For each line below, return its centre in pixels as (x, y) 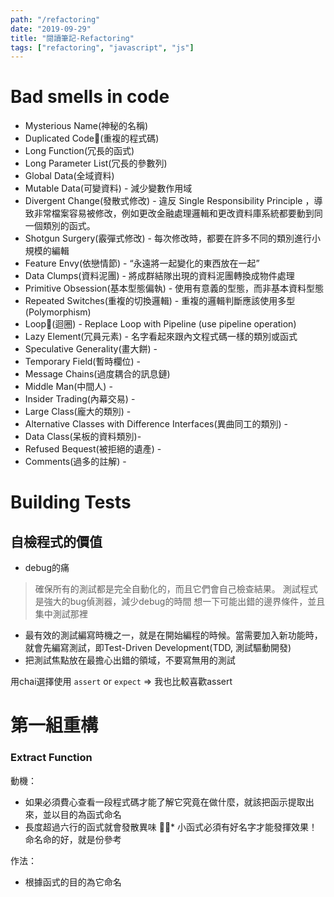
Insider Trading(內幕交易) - (80, 399)
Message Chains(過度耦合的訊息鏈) (97, 374)
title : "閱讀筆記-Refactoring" (72, 38)
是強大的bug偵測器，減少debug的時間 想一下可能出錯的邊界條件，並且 (180, 602)
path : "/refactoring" (55, 19)
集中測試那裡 (61, 614)
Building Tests (71, 502)
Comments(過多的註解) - (75, 462)
